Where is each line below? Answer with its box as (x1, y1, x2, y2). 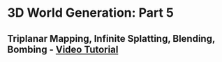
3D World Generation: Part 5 (7, 5, 175, 21)
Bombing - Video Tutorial (7, 43, 119, 55)
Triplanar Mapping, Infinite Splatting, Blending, (7, 33, 215, 45)
